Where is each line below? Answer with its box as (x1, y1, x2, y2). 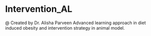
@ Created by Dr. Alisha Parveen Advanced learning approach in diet (5, 20, 146, 26)
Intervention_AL (5, 3, 73, 15)
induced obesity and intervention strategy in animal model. (5, 25, 125, 31)
